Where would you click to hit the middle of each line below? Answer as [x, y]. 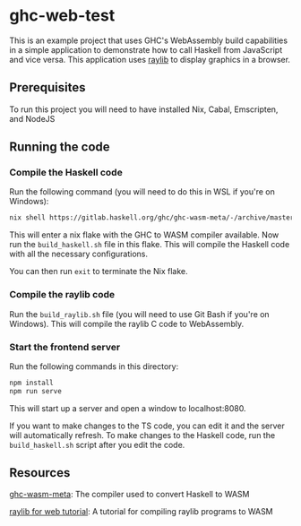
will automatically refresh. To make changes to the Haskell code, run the [142, 435]
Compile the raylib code [62, 295]
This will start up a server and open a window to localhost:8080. [128, 408]
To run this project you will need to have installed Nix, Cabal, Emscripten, [144, 109]
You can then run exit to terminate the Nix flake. [99, 272]
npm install [31, 383]
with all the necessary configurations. [79, 254]
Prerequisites [47, 87]
